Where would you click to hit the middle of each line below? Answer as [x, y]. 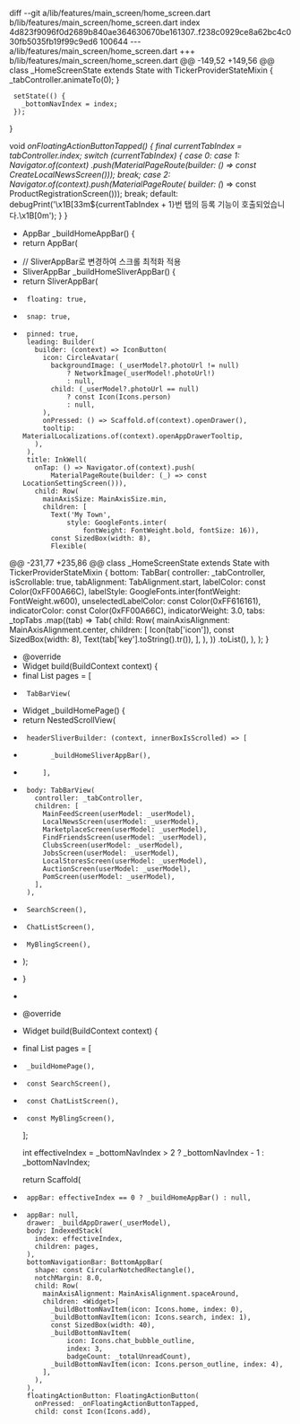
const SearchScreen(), [69, 1084]
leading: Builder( [61, 342]
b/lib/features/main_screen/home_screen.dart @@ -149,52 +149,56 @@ [142, 61]
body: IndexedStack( [64, 1231]
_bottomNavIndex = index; [69, 104]
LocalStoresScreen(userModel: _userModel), [125, 861]
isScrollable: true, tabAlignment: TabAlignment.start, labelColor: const [137, 582]
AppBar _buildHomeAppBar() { [78, 233]
